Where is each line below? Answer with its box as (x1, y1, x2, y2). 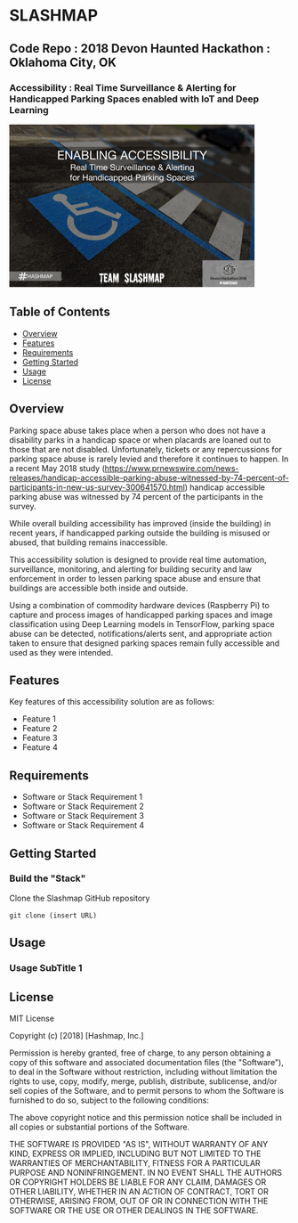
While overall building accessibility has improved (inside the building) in (9, 518, 271, 528)
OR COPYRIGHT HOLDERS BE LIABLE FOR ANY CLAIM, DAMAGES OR (9, 1177, 267, 1187)
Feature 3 (21, 732, 58, 744)
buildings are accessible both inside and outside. (9, 583, 189, 593)
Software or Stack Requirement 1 (21, 792, 143, 803)
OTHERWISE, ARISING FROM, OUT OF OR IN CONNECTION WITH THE (9, 1195, 269, 1206)
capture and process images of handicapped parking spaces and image (9, 609, 273, 620)
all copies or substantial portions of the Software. (9, 1121, 189, 1132)
